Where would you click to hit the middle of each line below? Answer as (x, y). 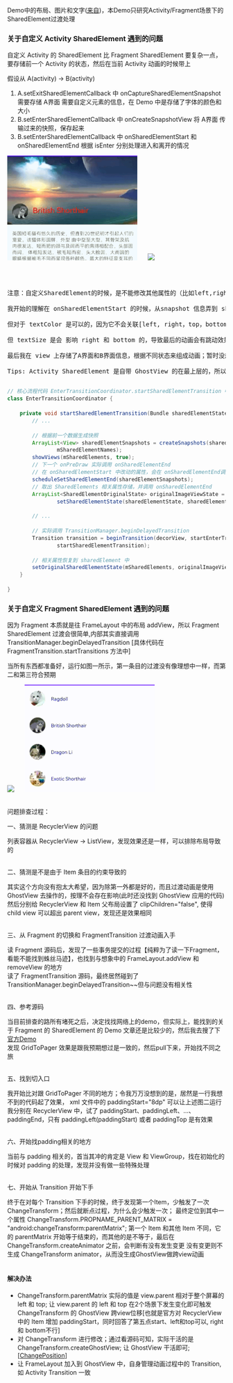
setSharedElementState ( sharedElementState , (121, 502)
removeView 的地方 (35, 967)
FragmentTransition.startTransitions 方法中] (69, 651)
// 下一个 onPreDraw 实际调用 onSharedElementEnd (102, 465)
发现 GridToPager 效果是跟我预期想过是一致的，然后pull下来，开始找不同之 (114, 1047)
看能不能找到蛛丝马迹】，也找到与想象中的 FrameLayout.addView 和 (103, 958)
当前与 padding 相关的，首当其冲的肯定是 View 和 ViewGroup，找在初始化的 (116, 1156)
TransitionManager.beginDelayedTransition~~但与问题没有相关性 (100, 984)
